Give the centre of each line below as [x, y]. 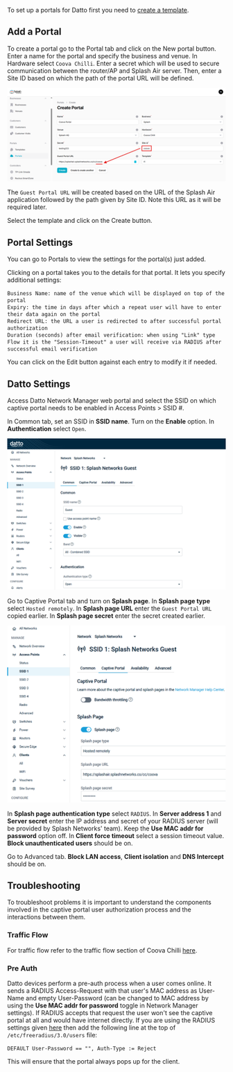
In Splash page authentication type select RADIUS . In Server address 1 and [114, 813]
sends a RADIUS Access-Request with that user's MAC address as [102, 990]
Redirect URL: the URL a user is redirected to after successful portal [114, 321]
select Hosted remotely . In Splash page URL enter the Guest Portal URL [110, 609]
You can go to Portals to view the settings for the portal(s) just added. [107, 259]
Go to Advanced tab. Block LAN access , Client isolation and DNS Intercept [115, 856]
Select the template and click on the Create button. [80, 221]
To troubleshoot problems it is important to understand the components [109, 903]
